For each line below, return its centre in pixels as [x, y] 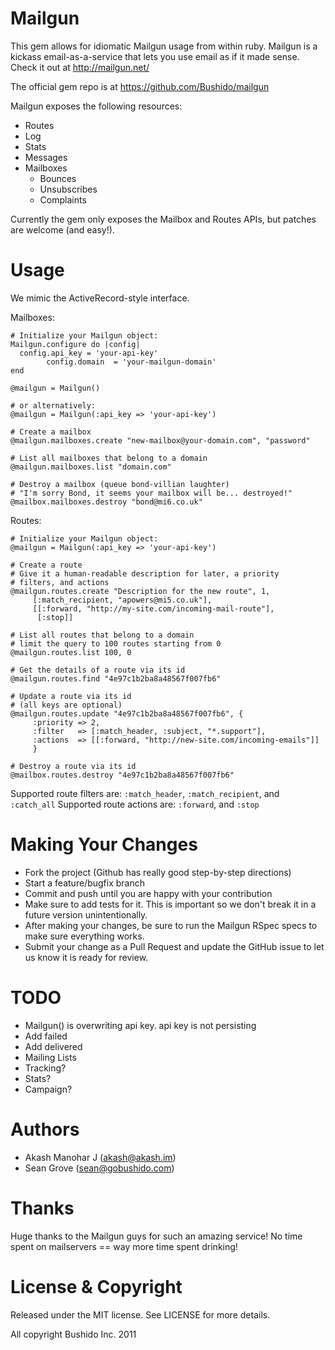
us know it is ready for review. [86, 957]
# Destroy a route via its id [73, 766]
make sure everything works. [84, 936]
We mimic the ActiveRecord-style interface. [100, 298]
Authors [45, 1129]
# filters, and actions [60, 582]
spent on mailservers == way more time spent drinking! [124, 1246]
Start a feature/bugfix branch [84, 883]
